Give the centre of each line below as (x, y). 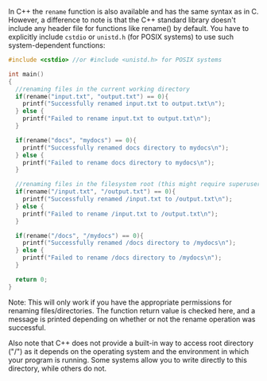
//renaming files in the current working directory (103, 89)
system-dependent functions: (57, 45)
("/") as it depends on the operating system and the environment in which (129, 351)
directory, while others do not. (58, 368)
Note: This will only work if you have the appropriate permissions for (120, 302)
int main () (26, 74)
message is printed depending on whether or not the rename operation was (132, 319)
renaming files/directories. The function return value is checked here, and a (132, 310)
